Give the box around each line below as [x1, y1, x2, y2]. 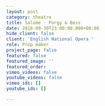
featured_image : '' [6, 58, 55, 64]
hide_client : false [6, 31, 55, 37]
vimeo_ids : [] [6, 81, 42, 86]
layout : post [6, 8, 39, 15]
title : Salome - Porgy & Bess [6, 20, 81, 25]
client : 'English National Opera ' [6, 36, 94, 42]
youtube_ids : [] [6, 86, 46, 92]
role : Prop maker [6, 42, 49, 48]
